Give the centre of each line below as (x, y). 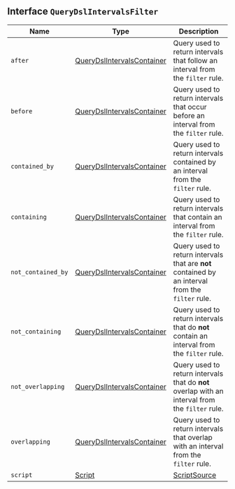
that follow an (195, 60)
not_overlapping (38, 387)
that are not (192, 263)
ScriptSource (195, 475)
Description (199, 31)
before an (189, 115)
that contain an (198, 217)
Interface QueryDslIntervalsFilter (83, 12)
